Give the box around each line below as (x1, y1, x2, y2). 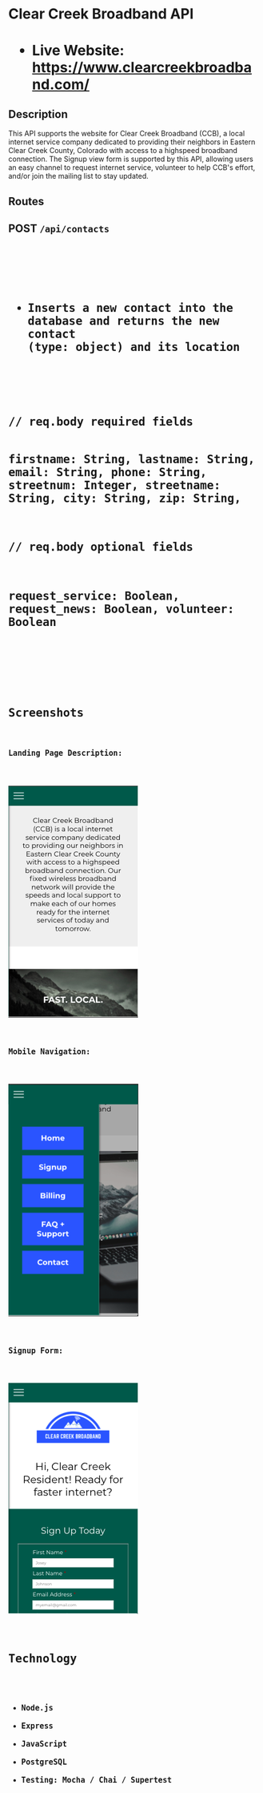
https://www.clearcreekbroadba (31, 59, 253, 77)
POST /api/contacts (8, 221, 110, 235)
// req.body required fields (8, 414, 193, 429)
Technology (8, 1651, 78, 1666)
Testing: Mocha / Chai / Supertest (21, 1775, 172, 1786)
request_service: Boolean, (8, 588, 180, 603)
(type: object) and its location (27, 340, 241, 353)
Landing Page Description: (8, 749, 123, 758)
